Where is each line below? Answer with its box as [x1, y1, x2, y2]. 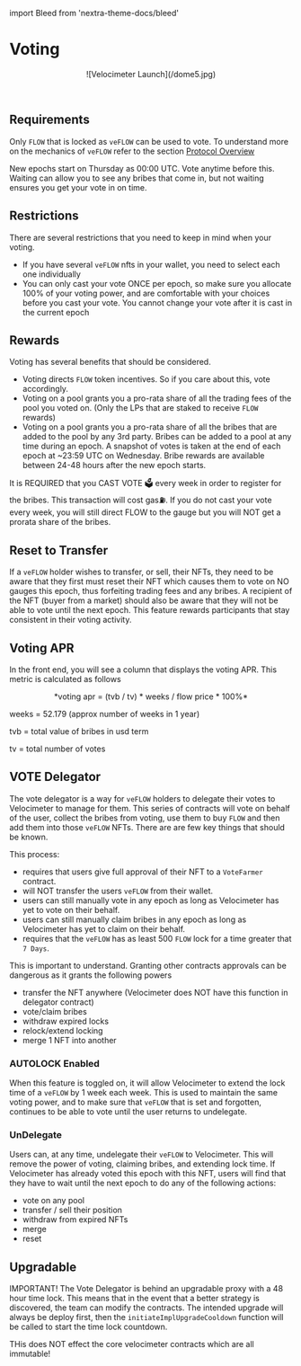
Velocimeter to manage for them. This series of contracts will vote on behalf [9, 803, 290, 813]
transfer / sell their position [22, 1204, 123, 1216]
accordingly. [22, 384, 69, 395]
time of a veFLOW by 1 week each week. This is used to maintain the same [9, 1087, 279, 1098]
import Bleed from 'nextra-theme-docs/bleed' [9, 8, 180, 18]
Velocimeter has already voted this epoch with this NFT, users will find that [9, 1168, 287, 1179]
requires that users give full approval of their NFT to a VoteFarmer [22, 866, 263, 877]
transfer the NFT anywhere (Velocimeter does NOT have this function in [22, 987, 288, 998]
